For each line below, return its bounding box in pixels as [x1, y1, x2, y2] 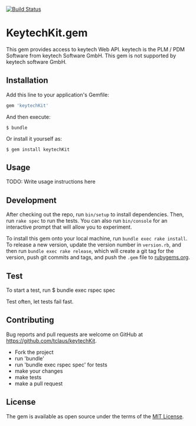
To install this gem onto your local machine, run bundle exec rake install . [6, 235, 188, 242]
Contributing [6, 315, 54, 325]
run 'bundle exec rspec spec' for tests [14, 361, 107, 368]
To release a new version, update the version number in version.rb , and [6, 241, 182, 248]
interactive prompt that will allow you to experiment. [6, 223, 132, 230]
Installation [6, 76, 48, 86]
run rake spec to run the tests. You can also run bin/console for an [6, 217, 168, 225]
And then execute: [6, 113, 51, 121]
